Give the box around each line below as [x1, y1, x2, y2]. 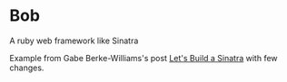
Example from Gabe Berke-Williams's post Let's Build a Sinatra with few [9, 52, 279, 63]
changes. [9, 62, 45, 73]
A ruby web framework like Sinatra [9, 35, 139, 46]
